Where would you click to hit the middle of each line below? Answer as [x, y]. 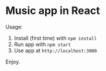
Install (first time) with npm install [55, 38]
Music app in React [53, 11]
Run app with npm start [42, 44]
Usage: [14, 27]
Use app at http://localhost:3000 [55, 50]
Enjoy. [13, 62]
